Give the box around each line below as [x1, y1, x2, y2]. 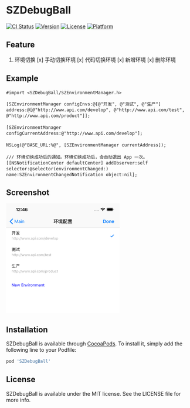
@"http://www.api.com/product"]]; [6, 112, 91, 119]
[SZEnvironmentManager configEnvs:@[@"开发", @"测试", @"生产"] [6, 101, 161, 107]
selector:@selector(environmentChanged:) [6, 166, 109, 172]
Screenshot [6, 187, 50, 197]
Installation [6, 324, 48, 334]
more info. [6, 396, 31, 403]
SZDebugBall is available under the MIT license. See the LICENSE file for [6, 390, 181, 397]
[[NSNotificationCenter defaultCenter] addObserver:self [6, 160, 148, 166]
